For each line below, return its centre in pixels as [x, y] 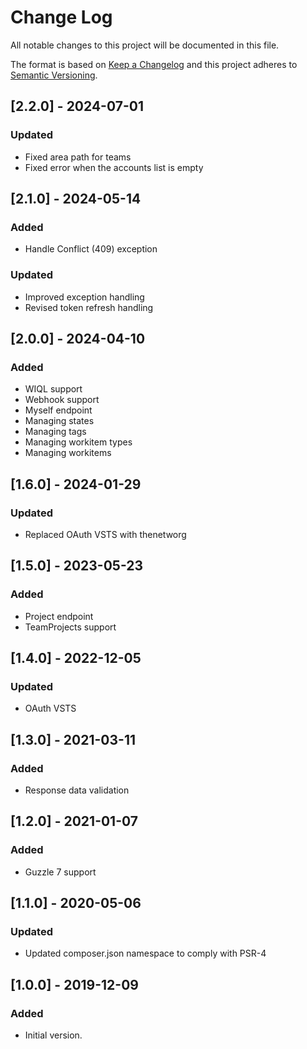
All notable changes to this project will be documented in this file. [145, 45]
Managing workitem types [78, 442]
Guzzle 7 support [60, 872]
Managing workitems [68, 453]
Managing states [59, 421]
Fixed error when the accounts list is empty [114, 167]
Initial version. [53, 1035]
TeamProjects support [70, 627]
